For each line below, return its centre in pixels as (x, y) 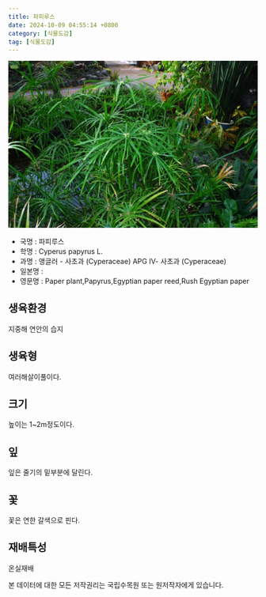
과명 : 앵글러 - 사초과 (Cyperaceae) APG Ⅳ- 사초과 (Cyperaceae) (123, 261)
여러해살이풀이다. (35, 376)
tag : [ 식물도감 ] (32, 42)
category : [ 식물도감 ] (40, 33)
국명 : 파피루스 (42, 241)
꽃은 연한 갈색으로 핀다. (44, 520)
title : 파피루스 (32, 17)
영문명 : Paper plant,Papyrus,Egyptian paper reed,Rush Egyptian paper (134, 281)
